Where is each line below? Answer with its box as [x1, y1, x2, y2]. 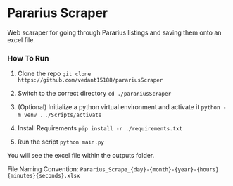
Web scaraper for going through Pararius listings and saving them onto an [7, 28, 222, 37]
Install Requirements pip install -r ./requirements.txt [17, 124, 183, 132]
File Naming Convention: [7, 165, 79, 173]
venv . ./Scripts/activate [24, 111, 102, 119]
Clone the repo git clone [17, 69, 92, 78]
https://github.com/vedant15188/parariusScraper [17, 77, 163, 84]
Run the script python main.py [17, 137, 104, 146]
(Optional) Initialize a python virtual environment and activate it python [17, 103, 220, 111]
